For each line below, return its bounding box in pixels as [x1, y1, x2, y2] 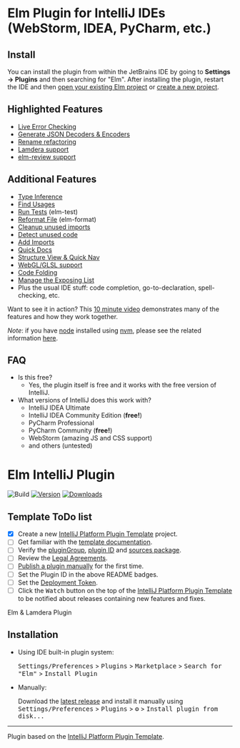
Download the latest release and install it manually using [17, 697, 184, 705]
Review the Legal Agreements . [17, 554, 109, 562]
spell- [197, 283, 216, 292]
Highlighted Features [7, 103, 104, 116]
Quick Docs [17, 245, 52, 254]
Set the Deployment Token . [17, 578, 99, 587]
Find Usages [17, 200, 56, 208]
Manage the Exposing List [17, 276, 94, 284]
